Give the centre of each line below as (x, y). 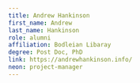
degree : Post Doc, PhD (45, 52)
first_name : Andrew (40, 23)
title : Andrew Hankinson (49, 15)
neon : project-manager (45, 67)
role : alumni (30, 38)
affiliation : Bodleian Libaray (60, 45)
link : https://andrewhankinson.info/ (70, 60)
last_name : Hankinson (44, 30)
